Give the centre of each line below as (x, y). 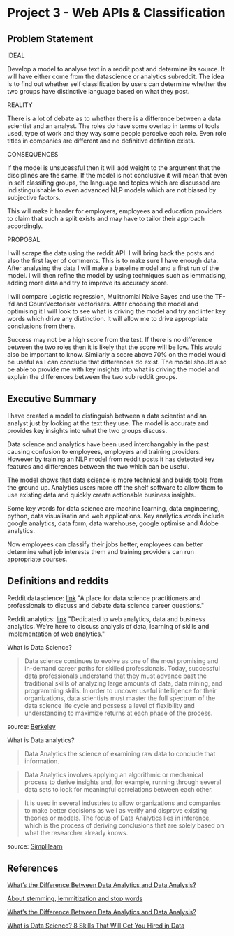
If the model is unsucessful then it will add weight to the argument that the (114, 168)
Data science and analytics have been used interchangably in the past (108, 444)
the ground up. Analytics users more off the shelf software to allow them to (115, 487)
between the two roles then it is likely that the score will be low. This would (115, 347)
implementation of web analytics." (56, 634)
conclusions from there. (42, 326)
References (33, 868)
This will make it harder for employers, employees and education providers (115, 211)
